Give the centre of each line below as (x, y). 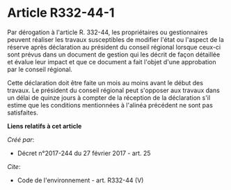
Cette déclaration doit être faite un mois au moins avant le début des (105, 82)
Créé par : (21, 139)
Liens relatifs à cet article (45, 126)
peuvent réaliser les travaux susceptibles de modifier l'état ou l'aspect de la (115, 39)
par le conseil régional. (40, 69)
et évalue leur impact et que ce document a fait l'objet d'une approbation (112, 61)
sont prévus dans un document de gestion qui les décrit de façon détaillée (114, 54)
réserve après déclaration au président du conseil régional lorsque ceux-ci (114, 47)
